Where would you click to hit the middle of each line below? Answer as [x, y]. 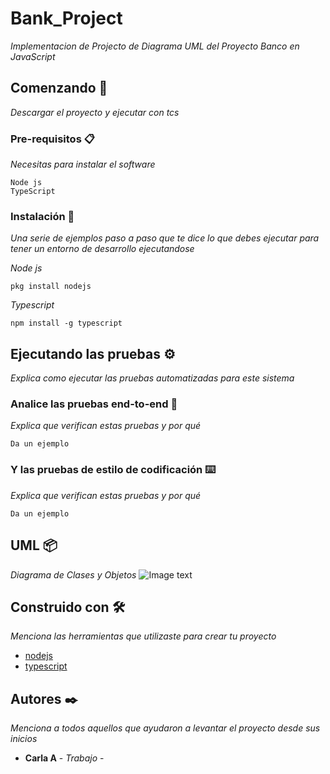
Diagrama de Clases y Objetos [73, 574]
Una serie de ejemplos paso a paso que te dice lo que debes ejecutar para [165, 238]
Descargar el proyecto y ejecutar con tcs [95, 112]
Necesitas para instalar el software [83, 164]
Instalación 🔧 [42, 216]
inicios [24, 739]
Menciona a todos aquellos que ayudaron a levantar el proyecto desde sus [165, 728]
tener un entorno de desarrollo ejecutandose [102, 249]
